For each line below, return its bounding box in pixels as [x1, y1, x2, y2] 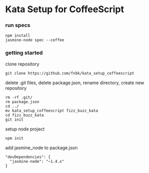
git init [5, 117, 24, 122]
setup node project [5, 126, 45, 132]
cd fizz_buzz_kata [5, 113, 44, 118]
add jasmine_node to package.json [5, 145, 78, 151]
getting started [5, 49, 43, 56]
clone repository [5, 61, 39, 67]
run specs [5, 22, 30, 29]
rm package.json [5, 99, 39, 105]
